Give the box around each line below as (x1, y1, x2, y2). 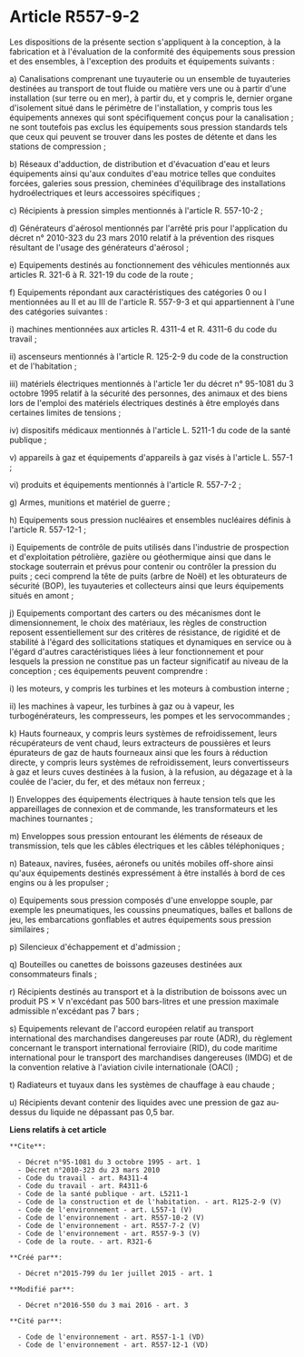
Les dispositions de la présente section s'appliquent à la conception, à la (9, 36, 281, 47)
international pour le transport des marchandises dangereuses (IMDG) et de (9, 1052, 293, 1063)
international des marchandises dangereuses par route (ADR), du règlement (9, 1033, 293, 1044)
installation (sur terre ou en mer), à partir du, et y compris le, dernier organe (9, 93, 293, 104)
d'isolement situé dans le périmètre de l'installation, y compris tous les (9, 102, 273, 113)
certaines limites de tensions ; (9, 407, 122, 418)
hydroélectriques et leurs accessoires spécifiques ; (9, 187, 201, 198)
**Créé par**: (9, 1253, 64, 1262)
